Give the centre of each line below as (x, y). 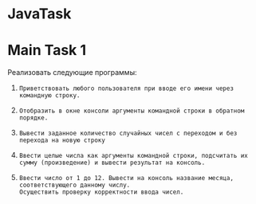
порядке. (33, 118)
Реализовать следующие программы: (72, 73)
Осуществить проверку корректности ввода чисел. (101, 192)
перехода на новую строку (62, 140)
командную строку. (49, 96)
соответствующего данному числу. (75, 185)
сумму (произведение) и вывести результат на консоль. (112, 163)
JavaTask (39, 14)
